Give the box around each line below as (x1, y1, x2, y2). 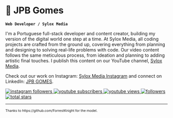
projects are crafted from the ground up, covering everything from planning (5, 41, 166, 48)
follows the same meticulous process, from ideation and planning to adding (5, 52, 165, 58)
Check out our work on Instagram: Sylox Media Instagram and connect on (5, 73, 162, 79)
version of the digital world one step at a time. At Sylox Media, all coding (5, 36, 159, 42)
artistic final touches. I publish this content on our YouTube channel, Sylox (5, 57, 162, 63)
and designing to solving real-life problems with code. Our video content (5, 46, 160, 53)
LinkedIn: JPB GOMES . (5, 78, 54, 84)
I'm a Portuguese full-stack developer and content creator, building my (5, 30, 155, 36)
